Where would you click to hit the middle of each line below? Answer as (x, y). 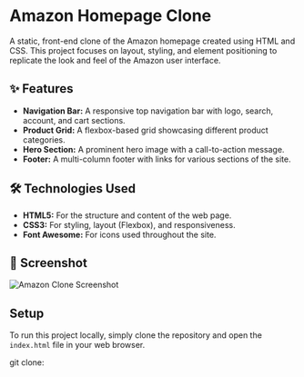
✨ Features (41, 89)
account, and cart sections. (74, 120)
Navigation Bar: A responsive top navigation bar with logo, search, (148, 111)
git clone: (27, 362)
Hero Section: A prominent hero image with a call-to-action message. (153, 149)
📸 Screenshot (49, 263)
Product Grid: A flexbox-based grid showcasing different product (145, 130)
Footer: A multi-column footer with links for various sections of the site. (157, 159)
